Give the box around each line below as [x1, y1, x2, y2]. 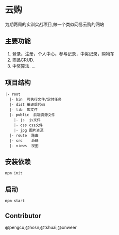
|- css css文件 [14, 122, 43, 128]
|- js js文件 [14, 117, 41, 122]
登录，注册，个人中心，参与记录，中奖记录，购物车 [12, 50, 115, 56]
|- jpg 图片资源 [14, 128, 44, 133]
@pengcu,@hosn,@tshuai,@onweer [5, 224, 77, 230]
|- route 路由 [9, 133, 39, 138]
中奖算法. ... [12, 63, 35, 68]
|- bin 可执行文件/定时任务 [9, 97, 62, 102]
